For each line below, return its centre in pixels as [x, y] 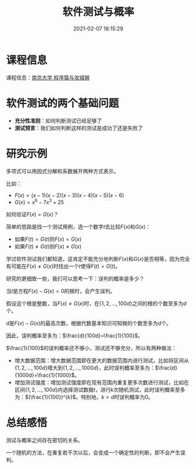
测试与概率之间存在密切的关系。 [44, 440]
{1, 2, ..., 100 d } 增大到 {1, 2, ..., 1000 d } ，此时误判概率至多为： [85, 368]
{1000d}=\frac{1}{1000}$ [44, 375]
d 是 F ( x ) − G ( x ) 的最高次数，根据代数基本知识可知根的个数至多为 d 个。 [89, 323]
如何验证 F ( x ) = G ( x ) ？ [32, 215]
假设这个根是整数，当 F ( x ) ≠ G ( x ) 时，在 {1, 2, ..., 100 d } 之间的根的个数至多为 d [96, 304]
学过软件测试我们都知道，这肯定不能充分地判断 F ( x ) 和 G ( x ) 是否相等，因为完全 [98, 259]
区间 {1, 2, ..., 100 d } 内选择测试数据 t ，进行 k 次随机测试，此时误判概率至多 [100, 390]
